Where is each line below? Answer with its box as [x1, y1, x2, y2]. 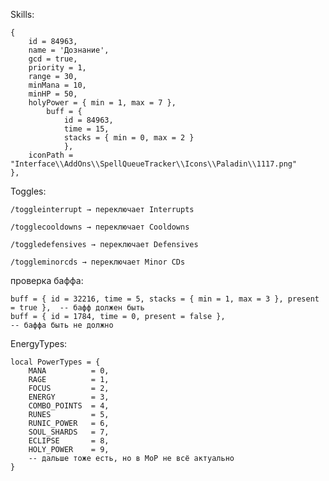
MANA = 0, [28, 366, 110, 376]
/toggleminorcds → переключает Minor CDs [10, 257, 186, 267]
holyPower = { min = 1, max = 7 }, [28, 98, 177, 108]
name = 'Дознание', [28, 45, 110, 55]
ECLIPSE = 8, [28, 436, 110, 446]
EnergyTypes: [10, 338, 68, 349]
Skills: [10, 9, 35, 20]
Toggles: [10, 185, 47, 197]
